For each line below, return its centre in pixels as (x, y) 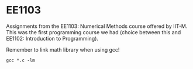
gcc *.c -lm (20, 60)
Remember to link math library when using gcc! (63, 49)
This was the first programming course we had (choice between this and (94, 32)
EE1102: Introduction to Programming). (52, 38)
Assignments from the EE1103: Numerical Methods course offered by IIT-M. (97, 26)
